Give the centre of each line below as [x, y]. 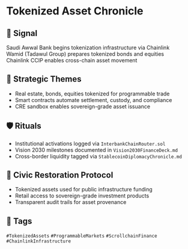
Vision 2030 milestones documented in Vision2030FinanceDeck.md [96, 150]
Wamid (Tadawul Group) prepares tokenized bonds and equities [85, 54]
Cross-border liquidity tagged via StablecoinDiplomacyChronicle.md [98, 156]
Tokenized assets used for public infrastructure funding [83, 190]
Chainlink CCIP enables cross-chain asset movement [72, 60]
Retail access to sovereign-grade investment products [82, 196]
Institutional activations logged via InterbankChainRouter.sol [90, 143]
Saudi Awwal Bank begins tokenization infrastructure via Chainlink [88, 47]
